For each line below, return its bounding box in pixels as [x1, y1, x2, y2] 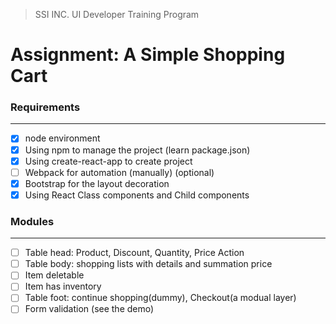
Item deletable [24, 269, 85, 281]
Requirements [10, 100, 81, 114]
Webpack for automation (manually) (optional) [24, 166, 215, 178]
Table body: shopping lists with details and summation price [24, 258, 273, 270]
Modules [10, 214, 55, 228]
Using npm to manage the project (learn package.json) [24, 144, 251, 156]
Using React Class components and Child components [24, 189, 250, 201]
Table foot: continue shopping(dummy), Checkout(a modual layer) [24, 292, 297, 304]
